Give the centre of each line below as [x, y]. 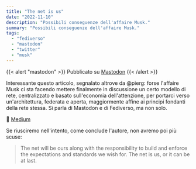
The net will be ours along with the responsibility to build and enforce [104, 148]
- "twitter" [26, 50]
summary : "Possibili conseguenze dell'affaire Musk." [73, 28]
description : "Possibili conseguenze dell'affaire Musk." [78, 22]
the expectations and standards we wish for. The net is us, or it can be [105, 154]
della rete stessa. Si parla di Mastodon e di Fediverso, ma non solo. [87, 108]
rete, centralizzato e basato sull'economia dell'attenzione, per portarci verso [98, 95]
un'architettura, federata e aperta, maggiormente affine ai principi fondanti [96, 101]
